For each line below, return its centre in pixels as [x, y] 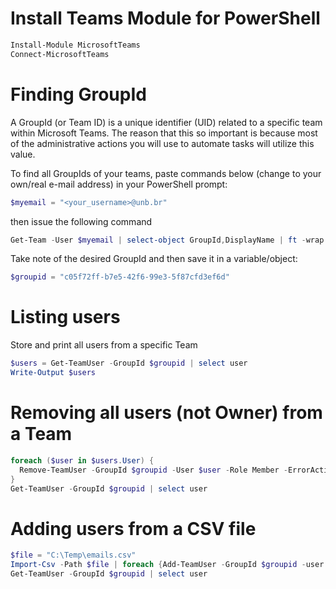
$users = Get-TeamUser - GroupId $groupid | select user [129, 363]
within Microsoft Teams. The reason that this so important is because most [164, 133]
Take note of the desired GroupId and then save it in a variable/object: [154, 259]
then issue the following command [81, 221]
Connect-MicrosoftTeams [60, 54]
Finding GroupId [78, 94]
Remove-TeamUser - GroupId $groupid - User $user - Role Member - [153, 470]
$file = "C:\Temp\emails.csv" [73, 555]
